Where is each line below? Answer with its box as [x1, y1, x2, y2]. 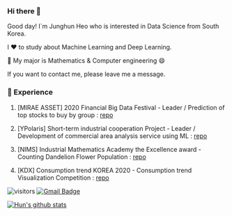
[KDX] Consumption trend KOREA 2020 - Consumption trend [17, 166, 192, 174]
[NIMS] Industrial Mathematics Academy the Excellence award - [17, 145, 202, 153]
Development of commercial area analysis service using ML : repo [17, 132, 208, 140]
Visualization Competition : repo [17, 173, 109, 182]
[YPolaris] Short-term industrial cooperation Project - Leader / [17, 124, 196, 132]
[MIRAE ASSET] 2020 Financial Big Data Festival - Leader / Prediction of [17, 103, 225, 111]
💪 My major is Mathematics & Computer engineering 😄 [7, 56, 166, 65]
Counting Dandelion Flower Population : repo [17, 153, 146, 161]
